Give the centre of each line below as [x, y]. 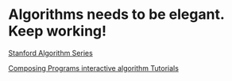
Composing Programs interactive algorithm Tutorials [93, 68]
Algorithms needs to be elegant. [116, 15]
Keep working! [58, 31]
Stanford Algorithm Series [50, 53]
